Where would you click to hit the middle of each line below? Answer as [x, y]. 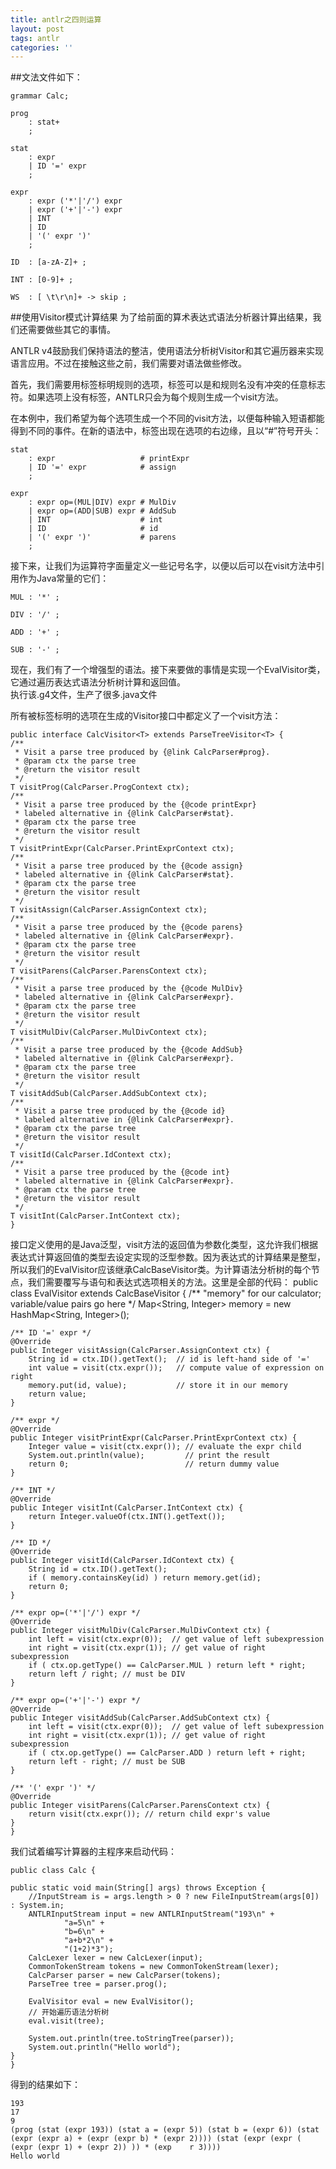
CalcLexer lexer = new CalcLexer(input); [115, 1958]
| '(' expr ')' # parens [102, 537]
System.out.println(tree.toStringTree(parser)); [131, 2039]
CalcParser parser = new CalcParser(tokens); [125, 1976]
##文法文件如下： [46, 77]
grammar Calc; [40, 96]
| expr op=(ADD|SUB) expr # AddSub [102, 511]
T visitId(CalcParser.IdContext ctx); [91, 1155]
